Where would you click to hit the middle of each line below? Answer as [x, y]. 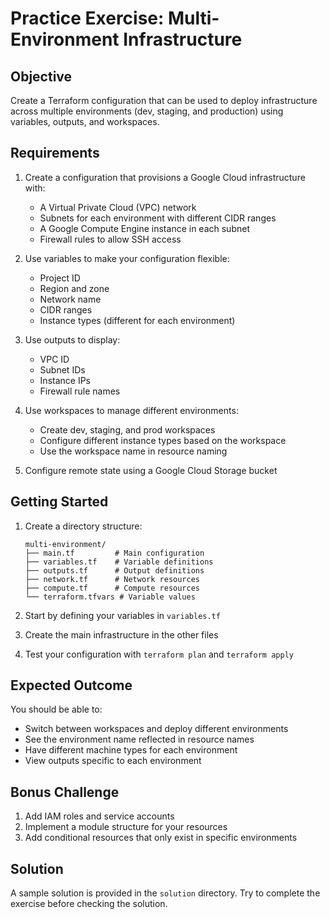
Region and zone [74, 288]
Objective [41, 76]
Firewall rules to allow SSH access [110, 239]
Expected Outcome [71, 685]
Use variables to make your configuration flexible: [127, 258]
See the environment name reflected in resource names [139, 739]
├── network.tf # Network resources [112, 579]
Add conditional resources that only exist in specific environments [161, 838]
